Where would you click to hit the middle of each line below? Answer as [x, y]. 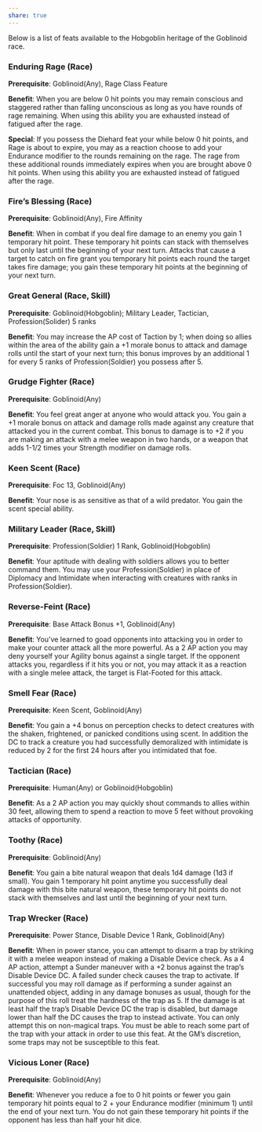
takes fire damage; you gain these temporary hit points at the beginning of [128, 267]
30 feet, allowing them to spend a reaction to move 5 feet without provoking [131, 811]
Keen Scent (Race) [44, 468]
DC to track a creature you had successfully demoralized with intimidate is [128, 742]
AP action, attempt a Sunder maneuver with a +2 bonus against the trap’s [126, 967]
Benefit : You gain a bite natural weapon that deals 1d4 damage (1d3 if [121, 873]
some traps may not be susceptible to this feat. [84, 1042]
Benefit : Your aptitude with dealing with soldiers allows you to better [119, 561]
